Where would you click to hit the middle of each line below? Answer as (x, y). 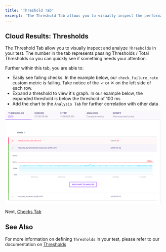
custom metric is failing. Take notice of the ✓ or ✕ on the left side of (82, 83)
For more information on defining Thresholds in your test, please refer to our (82, 239)
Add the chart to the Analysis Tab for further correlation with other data (85, 104)
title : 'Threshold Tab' (30, 10)
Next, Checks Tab (23, 212)
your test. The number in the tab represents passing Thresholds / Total (77, 53)
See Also (19, 227)
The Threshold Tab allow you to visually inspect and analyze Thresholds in (81, 48)
